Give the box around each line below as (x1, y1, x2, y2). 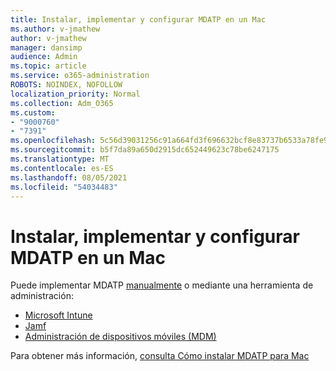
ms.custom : (10, 107, 56, 118)
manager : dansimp (10, 42, 83, 53)
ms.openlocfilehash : (10, 136, 97, 146)
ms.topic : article (10, 61, 87, 71)
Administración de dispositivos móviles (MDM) (24, 331, 217, 343)
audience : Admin (10, 52, 78, 62)
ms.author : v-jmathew (10, 24, 101, 34)
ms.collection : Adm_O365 (10, 98, 114, 108)
